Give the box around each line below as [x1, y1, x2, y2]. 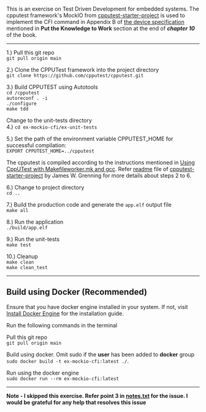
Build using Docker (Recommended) [6, 287, 147, 297]
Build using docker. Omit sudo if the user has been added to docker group [6, 351, 195, 358]
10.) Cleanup [6, 253, 39, 260]
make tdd [6, 106, 29, 112]
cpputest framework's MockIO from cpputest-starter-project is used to [6, 12, 185, 19]
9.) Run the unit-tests [6, 235, 60, 243]
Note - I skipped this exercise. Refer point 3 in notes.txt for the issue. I [6, 392, 188, 399]
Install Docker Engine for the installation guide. [6, 310, 124, 317]
